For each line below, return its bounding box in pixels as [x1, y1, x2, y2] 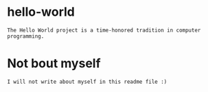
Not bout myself [7, 56, 101, 71]
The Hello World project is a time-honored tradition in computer [7, 27, 201, 34]
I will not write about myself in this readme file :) [7, 78, 167, 85]
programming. [7, 32, 45, 40]
